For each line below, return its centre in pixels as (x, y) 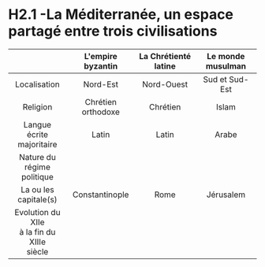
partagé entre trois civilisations (113, 31)
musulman (226, 66)
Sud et (215, 79)
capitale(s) (37, 199)
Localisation (38, 84)
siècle (37, 251)
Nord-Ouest (165, 84)
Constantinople (101, 195)
